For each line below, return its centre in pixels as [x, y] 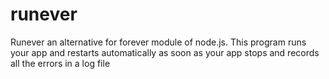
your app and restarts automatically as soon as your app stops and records [165, 52]
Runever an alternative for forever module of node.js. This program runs [158, 42]
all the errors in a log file [60, 63]
